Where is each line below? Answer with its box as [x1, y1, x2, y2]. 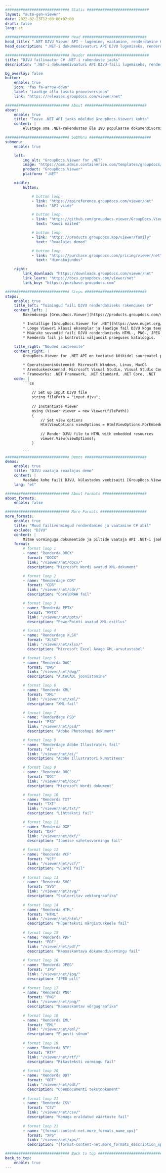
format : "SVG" [27, 884, 56, 889]
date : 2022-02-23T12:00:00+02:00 [5, 16, 74, 21]
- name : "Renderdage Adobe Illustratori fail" [23, 742, 121, 747]
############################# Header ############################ [5, 53, 149, 57]
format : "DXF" [27, 829, 56, 834]
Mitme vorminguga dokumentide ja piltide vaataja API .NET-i [23, 537, 152, 542]
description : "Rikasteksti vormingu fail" [27, 1059, 116, 1064]
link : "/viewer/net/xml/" [27, 696, 81, 701]
